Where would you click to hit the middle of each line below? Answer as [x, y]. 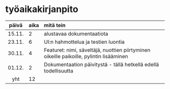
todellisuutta [58, 70]
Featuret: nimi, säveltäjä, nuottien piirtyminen [97, 50]
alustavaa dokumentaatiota [76, 34]
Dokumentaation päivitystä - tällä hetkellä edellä [101, 64]
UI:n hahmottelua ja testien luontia [84, 42]
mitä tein [55, 25]
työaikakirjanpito [42, 9]
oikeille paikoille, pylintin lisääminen [86, 56]
